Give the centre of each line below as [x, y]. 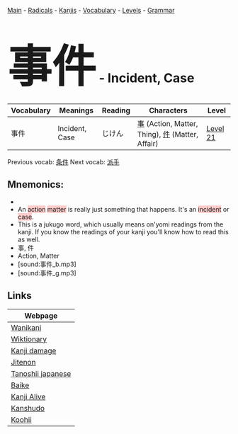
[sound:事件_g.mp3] [47, 273]
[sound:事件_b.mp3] [47, 264]
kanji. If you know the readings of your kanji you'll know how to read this [123, 232]
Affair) [148, 143]
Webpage [41, 316]
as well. [29, 239]
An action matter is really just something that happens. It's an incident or [123, 209]
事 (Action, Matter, [168, 123]
